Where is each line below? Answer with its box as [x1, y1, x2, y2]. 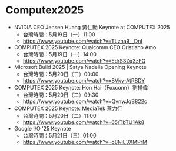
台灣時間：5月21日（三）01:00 [22, 132, 97, 139]
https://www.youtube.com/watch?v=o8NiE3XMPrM [22, 138, 148, 145]
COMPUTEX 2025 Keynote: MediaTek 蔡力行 [14, 105, 123, 112]
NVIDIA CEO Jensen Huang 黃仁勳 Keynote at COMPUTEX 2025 [14, 23, 170, 30]
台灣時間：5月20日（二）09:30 [22, 91, 99, 98]
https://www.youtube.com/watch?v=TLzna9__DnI [22, 37, 142, 44]
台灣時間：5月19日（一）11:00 [22, 30, 95, 38]
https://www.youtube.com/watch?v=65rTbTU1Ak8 [22, 118, 145, 126]
